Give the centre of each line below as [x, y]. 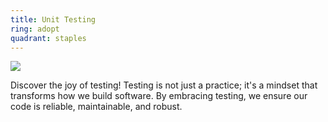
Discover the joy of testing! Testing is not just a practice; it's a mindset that [164, 85]
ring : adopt [35, 29]
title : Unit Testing [53, 19]
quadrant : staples [48, 38]
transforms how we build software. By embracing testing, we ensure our [159, 96]
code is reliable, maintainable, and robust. [96, 107]
